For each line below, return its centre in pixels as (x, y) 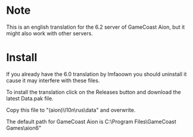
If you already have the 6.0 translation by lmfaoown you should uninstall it (96, 74)
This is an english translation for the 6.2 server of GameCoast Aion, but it (96, 27)
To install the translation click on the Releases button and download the (94, 92)
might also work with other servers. (50, 33)
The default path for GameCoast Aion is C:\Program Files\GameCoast (91, 121)
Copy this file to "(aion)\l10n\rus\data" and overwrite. (71, 110)
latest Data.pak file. (30, 98)
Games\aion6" (24, 128)
